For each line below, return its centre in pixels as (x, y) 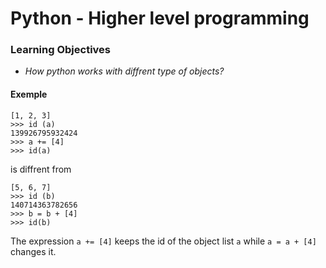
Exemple (29, 94)
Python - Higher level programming (160, 18)
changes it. (33, 251)
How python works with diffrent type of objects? (124, 71)
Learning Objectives (61, 50)
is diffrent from (41, 169)
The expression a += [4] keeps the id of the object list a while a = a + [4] (163, 241)
